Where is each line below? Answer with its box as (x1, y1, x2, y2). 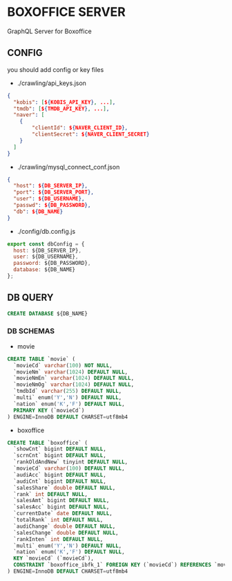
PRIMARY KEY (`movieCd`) (13, 407, 85, 414)
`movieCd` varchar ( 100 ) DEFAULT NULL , (13, 465, 126, 472)
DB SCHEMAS (7, 326, 55, 336)
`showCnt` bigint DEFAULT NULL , (13, 445, 107, 453)
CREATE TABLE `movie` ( (7, 356, 76, 362)
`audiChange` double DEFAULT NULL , (13, 523, 116, 530)
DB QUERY (7, 292, 54, 304)
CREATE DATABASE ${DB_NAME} (7, 310, 88, 317)
